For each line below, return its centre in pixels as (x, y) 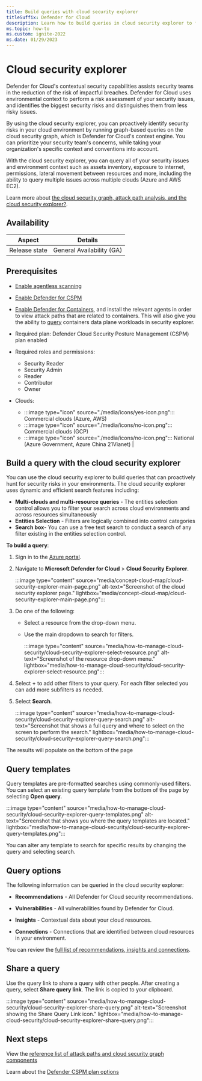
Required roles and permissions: (55, 352)
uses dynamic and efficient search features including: (73, 490)
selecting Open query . (34, 797)
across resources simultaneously (56, 515)
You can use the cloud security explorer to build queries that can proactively (101, 477)
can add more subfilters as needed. (59, 690)
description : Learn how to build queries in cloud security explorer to (99, 23)
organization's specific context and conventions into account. (83, 149)
